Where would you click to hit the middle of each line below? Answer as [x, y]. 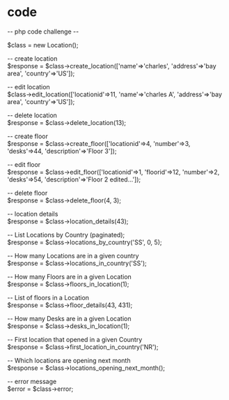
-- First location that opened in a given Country [75, 339]
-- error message [32, 381]
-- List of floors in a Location [48, 297]
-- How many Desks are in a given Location [69, 318]
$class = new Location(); [43, 45]
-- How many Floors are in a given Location [70, 276]
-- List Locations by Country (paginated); [66, 235]
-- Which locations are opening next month [69, 360]
